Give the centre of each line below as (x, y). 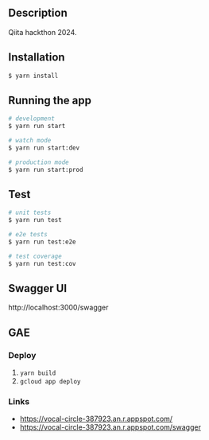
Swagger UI (38, 288)
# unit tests (30, 213)
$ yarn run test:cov (43, 263)
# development (32, 119)
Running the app (50, 100)
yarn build (38, 373)
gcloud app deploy (50, 382)
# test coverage (35, 256)
